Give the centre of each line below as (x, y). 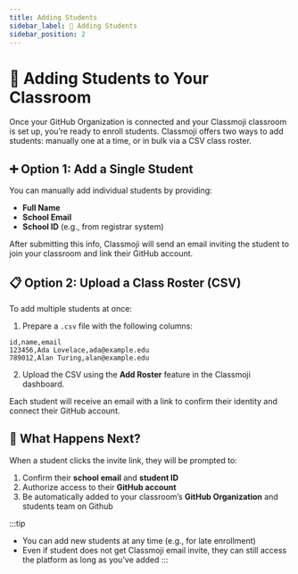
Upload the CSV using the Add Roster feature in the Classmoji (137, 374)
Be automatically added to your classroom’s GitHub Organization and (150, 496)
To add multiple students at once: (70, 308)
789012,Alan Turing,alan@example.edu (79, 358)
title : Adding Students (54, 17)
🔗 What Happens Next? (75, 439)
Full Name (41, 208)
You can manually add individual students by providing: (111, 191)
